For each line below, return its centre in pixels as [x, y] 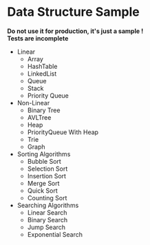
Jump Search [46, 227]
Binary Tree [44, 110]
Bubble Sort [44, 161]
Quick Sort [43, 191]
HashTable [42, 66]
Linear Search [47, 212]
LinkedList [42, 74]
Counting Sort [47, 198]
